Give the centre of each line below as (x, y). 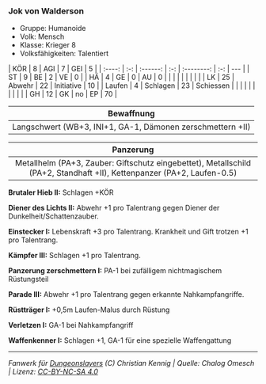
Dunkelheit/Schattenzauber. (53, 216)
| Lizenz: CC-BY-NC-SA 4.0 (53, 372)
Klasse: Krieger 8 (48, 45)
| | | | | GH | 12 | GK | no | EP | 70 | (63, 94)
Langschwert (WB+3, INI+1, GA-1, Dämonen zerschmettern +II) (131, 127)
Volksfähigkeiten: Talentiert (64, 54)
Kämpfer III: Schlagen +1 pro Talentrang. (74, 256)
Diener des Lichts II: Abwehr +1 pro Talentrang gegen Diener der (114, 208)
